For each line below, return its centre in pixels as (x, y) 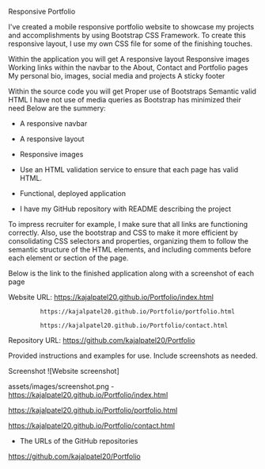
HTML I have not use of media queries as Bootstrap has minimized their (125, 100)
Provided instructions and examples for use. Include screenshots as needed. (133, 356)
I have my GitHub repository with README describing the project (125, 209)
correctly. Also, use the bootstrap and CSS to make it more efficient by (123, 233)
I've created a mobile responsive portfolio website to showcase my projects (131, 27)
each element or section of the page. (68, 258)
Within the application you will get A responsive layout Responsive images (129, 59)
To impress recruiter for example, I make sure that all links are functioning (128, 224)
